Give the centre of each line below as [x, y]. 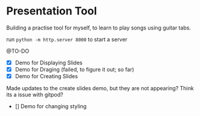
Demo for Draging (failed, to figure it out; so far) [75, 69]
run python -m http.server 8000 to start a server [67, 39]
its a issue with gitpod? [35, 95]
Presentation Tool [52, 11]
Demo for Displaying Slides [49, 63]
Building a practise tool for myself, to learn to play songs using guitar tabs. [99, 28]
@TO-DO [18, 51]
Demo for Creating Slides [47, 76]
